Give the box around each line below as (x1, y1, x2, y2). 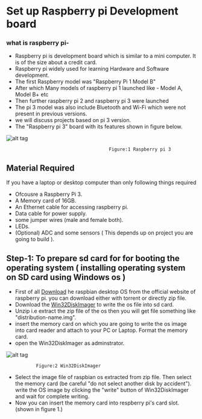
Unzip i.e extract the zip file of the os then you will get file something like (14, 307, 196, 315)
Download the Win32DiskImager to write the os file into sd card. (14, 301, 174, 308)
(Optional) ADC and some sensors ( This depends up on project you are (14, 229, 194, 236)
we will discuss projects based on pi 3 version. (14, 117, 131, 124)
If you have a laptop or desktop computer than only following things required (6, 179, 197, 186)
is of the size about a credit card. (14, 59, 98, 66)
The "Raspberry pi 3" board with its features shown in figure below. (14, 123, 183, 131)
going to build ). (14, 236, 55, 243)
